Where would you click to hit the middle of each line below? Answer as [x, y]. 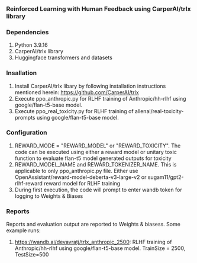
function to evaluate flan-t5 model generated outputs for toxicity [93, 158]
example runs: [23, 230]
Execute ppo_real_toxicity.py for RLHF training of [74, 111]
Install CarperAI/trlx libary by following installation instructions [90, 86]
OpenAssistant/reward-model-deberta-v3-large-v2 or [80, 177]
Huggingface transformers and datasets [63, 57]
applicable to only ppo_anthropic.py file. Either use [76, 171]
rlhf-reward [29, 183]
